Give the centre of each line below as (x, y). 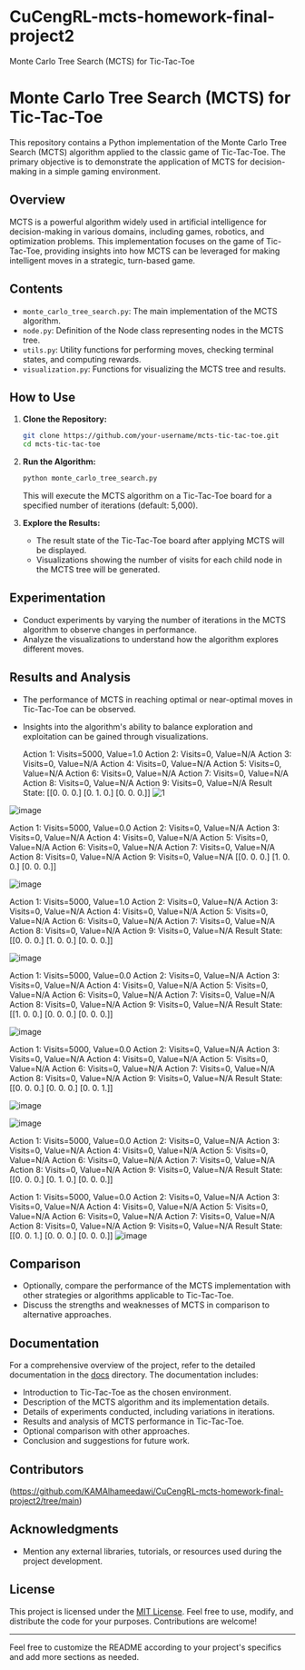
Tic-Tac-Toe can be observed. (79, 709)
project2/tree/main (44, 1501)
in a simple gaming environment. (99, 171)
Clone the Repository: (64, 419)
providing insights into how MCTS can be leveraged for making (162, 251)
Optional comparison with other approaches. (106, 1431)
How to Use (43, 397)
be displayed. (61, 550)
